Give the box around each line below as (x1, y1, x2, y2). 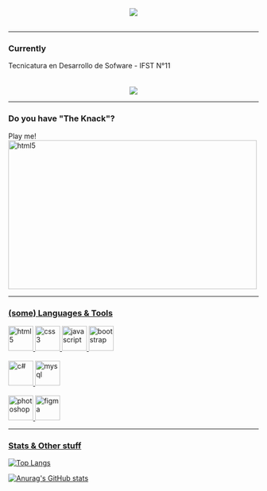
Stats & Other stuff (8, 440, 82, 451)
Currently (8, 43, 46, 54)
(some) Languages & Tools (8, 307, 114, 319)
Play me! (8, 131, 37, 141)
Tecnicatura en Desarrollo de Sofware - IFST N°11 (8, 61, 171, 71)
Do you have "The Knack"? (8, 113, 115, 124)
